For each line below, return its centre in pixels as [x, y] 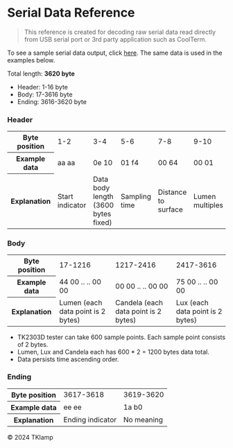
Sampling [136, 196]
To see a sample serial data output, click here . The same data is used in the [115, 53]
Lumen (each [80, 302]
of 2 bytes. [33, 344]
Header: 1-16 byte [42, 87]
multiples [208, 205]
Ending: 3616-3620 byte [52, 101]
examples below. [31, 60]
